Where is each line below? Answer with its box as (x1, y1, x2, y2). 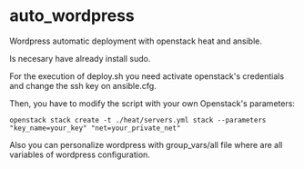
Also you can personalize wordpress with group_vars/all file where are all (9, 139, 283, 150)
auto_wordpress (9, 5, 135, 26)
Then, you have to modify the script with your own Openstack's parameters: (9, 97, 296, 109)
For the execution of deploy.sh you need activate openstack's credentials (9, 70, 285, 82)
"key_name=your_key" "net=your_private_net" (9, 124, 181, 133)
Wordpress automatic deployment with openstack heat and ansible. (9, 35, 262, 46)
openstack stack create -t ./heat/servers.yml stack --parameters (9, 115, 267, 124)
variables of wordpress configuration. (9, 149, 150, 160)
